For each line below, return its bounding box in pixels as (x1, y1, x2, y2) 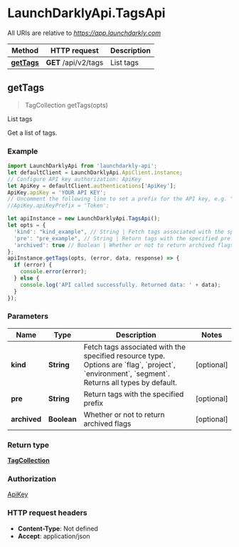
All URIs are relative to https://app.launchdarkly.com (7, 29, 161, 37)
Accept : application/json (17, 531, 90, 540)
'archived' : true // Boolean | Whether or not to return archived (14, 241, 215, 249)
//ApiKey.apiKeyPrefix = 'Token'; (7, 202, 110, 210)
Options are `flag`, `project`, (83, 359, 176, 369)
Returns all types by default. (83, 377, 178, 387)
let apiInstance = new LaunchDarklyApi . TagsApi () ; (7, 215, 161, 223)
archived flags (83, 419, 132, 429)
